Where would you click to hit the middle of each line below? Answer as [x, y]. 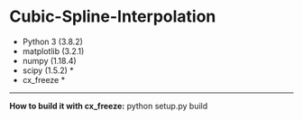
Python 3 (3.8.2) [53, 42]
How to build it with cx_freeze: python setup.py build [109, 106]
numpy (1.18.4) [49, 60]
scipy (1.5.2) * [48, 70]
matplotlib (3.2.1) [53, 51]
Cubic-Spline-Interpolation [113, 17]
